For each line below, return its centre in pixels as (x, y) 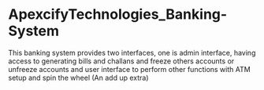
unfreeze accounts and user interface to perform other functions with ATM (129, 69)
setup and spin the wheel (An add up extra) (78, 77)
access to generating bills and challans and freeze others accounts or (121, 61)
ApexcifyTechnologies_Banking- (118, 14)
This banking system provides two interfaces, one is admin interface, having (132, 52)
